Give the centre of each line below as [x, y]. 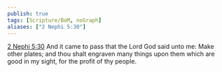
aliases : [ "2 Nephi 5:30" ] [47, 27]
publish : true [28, 14]
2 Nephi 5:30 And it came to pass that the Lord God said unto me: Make [111, 47]
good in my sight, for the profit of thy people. [72, 62]
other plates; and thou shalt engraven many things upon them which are [111, 54]
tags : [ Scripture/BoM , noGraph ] [54, 20]
